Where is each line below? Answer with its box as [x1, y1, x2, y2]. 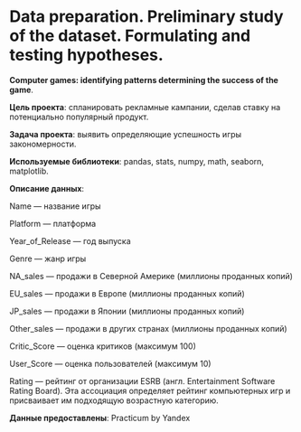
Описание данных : [9, 183, 84, 193]
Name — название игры [9, 201, 101, 211]
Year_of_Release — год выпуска [9, 235, 131, 246]
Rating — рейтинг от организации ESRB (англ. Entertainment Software [9, 375, 276, 386]
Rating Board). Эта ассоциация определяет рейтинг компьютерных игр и [9, 385, 291, 396]
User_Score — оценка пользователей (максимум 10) [9, 358, 212, 369]
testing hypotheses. [9, 45, 165, 65]
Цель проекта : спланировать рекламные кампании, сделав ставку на [9, 101, 281, 112]
